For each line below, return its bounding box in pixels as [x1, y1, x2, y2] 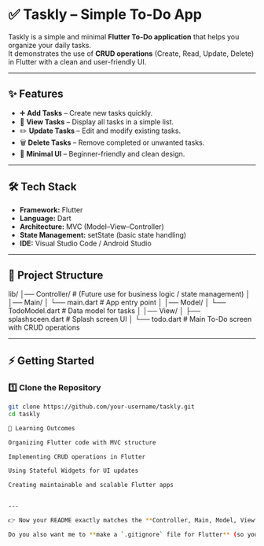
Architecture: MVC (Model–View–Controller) [19, 222, 164, 231]
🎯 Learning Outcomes [8, 424, 76, 432]
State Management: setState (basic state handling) [19, 230, 187, 239]
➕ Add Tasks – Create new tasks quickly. [19, 108, 153, 117]
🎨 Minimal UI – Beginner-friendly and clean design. [19, 149, 185, 158]
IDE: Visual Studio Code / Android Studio [19, 238, 152, 248]
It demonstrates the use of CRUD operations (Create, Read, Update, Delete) [8, 49, 255, 58]
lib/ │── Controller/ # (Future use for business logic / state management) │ [8, 290, 251, 299]
